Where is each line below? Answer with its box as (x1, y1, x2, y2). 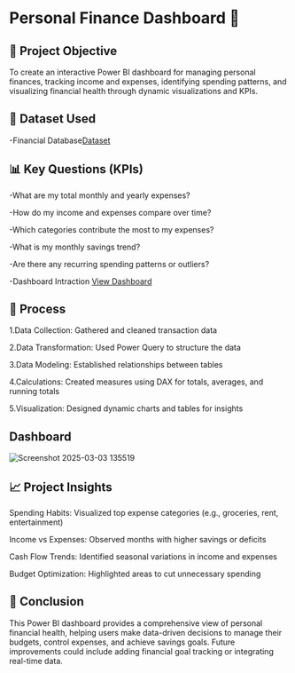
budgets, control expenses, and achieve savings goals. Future (9, 637, 236, 647)
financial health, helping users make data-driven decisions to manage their (9, 627, 283, 637)
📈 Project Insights (9, 479, 113, 495)
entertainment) (9, 517, 64, 527)
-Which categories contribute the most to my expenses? (9, 224, 214, 234)
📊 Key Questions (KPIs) (9, 162, 144, 177)
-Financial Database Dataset (9, 135, 111, 146)
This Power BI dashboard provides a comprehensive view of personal (9, 617, 263, 629)
